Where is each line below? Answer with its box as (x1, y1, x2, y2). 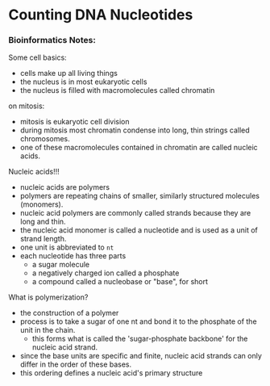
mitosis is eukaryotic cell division (19, 117, 131, 127)
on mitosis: (8, 101, 45, 111)
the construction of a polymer (19, 308, 119, 318)
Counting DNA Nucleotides (8, 6, 193, 24)
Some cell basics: (8, 52, 67, 62)
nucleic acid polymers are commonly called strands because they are (19, 208, 251, 218)
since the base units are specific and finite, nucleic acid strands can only (19, 351, 262, 361)
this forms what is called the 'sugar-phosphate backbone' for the (31, 334, 248, 344)
